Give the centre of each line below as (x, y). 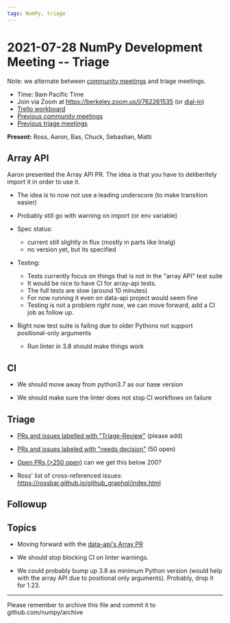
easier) (27, 202)
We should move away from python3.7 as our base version (100, 384)
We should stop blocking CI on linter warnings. (83, 558)
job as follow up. (50, 313)
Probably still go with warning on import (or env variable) (97, 216)
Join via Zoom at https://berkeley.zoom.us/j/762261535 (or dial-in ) (111, 101)
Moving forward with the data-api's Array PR (80, 544)
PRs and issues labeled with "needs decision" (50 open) (96, 449)
